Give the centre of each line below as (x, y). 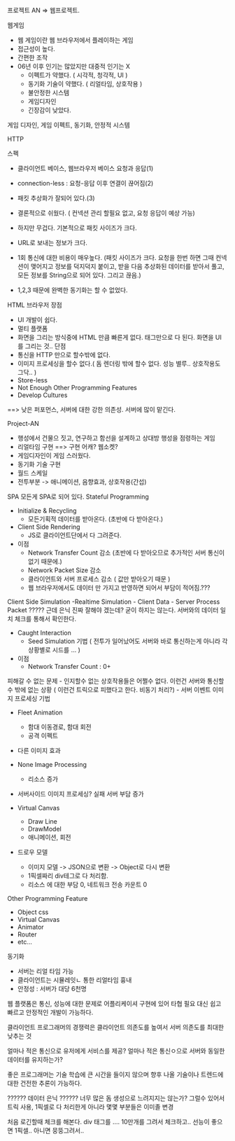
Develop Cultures (42, 395)
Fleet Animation (40, 712)
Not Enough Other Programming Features (77, 388)
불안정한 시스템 (49, 92)
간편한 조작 (33, 57)
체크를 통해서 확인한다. (45, 619)
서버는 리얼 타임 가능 (45, 971)
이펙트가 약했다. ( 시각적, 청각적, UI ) (78, 75)
